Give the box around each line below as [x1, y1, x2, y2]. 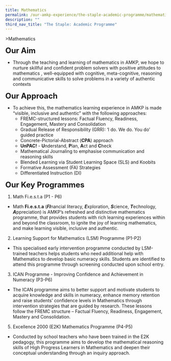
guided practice [20, 132, 53, 138]
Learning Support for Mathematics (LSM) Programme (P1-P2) [12, 235, 141, 241]
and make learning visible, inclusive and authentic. [12, 225, 119, 232]
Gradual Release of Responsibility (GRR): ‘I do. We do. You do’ [20, 126, 150, 133]
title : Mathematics [5, 7, 47, 13]
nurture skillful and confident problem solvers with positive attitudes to [12, 65, 161, 71]
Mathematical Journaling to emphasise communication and [20, 148, 145, 154]
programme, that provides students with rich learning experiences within [12, 214, 165, 220]
